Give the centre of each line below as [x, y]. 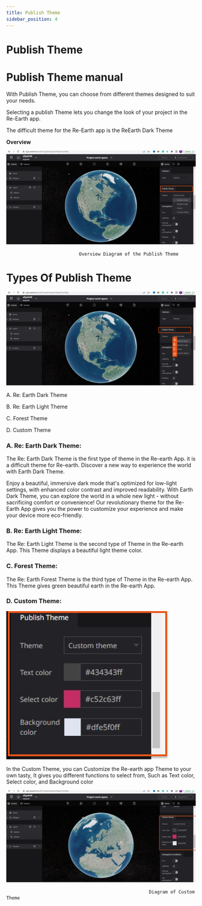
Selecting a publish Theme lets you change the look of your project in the [97, 112]
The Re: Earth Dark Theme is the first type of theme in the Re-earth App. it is [101, 458]
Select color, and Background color [50, 782]
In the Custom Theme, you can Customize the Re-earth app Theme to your [99, 768]
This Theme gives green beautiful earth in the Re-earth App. [81, 586]
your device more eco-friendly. [44, 515]
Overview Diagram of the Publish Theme [129, 254]
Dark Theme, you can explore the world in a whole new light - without [93, 496]
